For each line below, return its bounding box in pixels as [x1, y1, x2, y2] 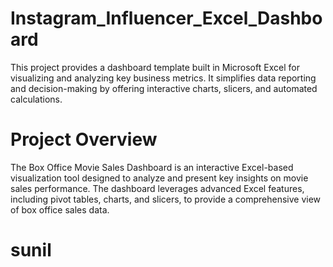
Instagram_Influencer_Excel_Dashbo [10, 7, 323, 30]
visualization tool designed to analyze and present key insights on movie [10, 172, 309, 184]
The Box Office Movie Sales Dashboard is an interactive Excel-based [10, 161, 294, 173]
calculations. [10, 93, 63, 105]
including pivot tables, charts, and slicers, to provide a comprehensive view [10, 193, 322, 205]
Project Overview [10, 128, 158, 151]
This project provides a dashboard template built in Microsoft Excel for [10, 61, 300, 73]
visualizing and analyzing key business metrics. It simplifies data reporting [10, 72, 317, 84]
